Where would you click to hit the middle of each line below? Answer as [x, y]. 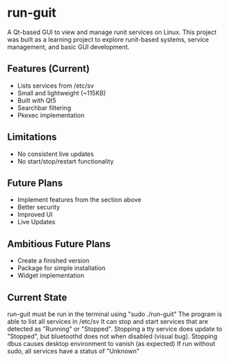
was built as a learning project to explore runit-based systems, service [108, 39]
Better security [39, 207]
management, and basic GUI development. [69, 47]
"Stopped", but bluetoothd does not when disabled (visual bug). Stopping [112, 336]
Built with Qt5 [37, 100]
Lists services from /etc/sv [55, 86]
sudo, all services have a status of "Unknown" [73, 351]
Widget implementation [51, 276]
